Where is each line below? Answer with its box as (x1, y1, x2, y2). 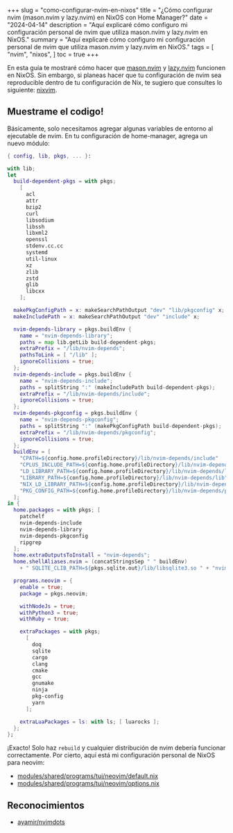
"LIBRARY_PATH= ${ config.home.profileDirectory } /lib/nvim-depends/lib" (19, 474, 228, 481)
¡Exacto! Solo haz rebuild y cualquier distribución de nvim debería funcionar (7, 743, 226, 752)
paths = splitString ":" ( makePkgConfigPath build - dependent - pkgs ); (19, 422, 222, 429)
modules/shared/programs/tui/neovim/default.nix (17, 772, 158, 780)
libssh (25, 223, 45, 230)
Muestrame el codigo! (7, 106, 104, 117)
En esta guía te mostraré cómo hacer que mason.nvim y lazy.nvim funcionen (7, 64, 226, 72)
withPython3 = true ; (19, 609, 79, 616)
